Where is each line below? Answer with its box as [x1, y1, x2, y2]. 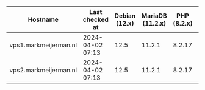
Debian [114, 12, 136, 20]
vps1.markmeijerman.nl [9, 41, 77, 49]
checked [82, 15, 109, 24]
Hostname [27, 15, 59, 24]
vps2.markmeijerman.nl [9, 66, 77, 74]
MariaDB [141, 12, 167, 20]
